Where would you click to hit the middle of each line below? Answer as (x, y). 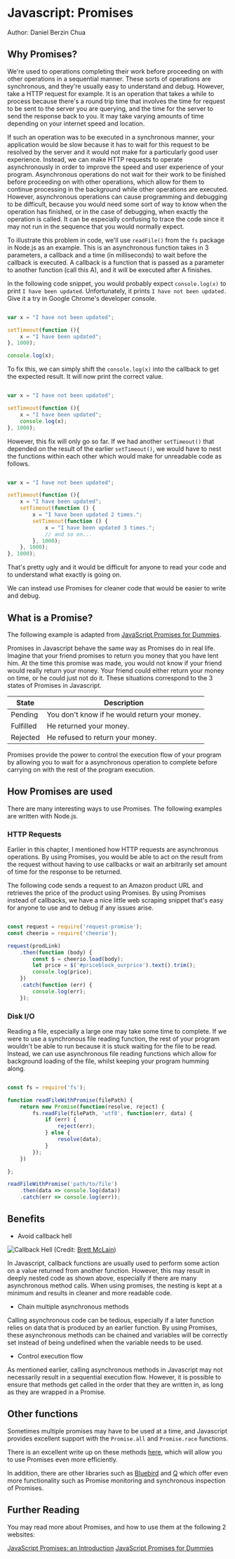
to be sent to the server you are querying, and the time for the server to (110, 108)
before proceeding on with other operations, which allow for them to (106, 182)
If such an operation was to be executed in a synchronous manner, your (111, 137)
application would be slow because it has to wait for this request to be (108, 144)
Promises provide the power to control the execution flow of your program (114, 755)
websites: (21, 1534)
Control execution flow (50, 1356)
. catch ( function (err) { (56, 985)
